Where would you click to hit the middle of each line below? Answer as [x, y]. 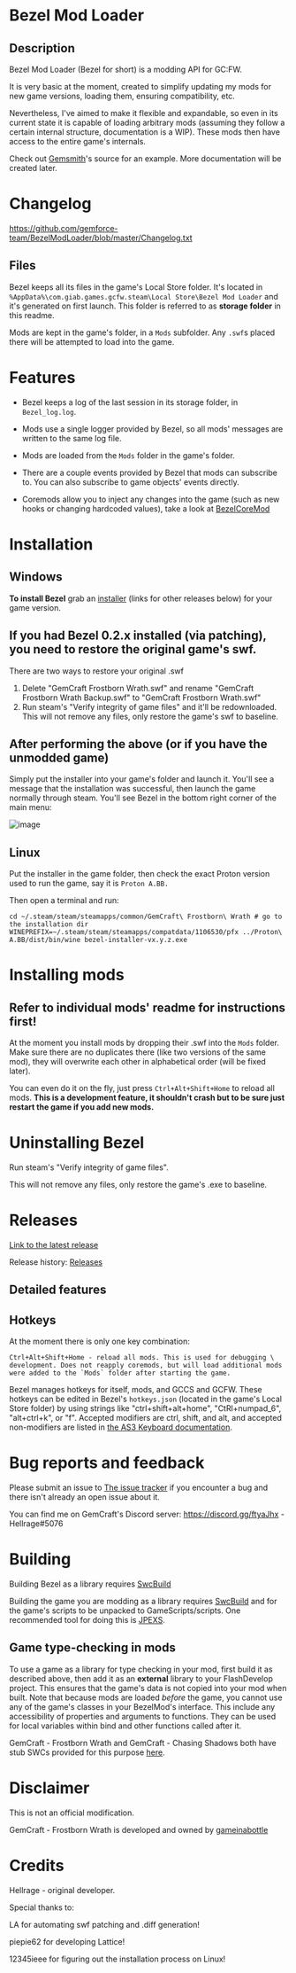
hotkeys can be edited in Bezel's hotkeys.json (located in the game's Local [146, 1399]
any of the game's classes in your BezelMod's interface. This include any [142, 1706]
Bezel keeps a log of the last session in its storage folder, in [130, 402]
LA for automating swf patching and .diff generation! [105, 1924]
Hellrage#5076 [36, 1524]
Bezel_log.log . [49, 411]
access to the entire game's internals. [77, 141]
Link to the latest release [54, 1245]
